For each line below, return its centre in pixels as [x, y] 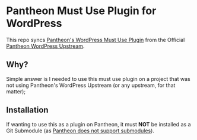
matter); [16, 91]
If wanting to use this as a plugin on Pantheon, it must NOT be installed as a [99, 124]
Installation [27, 110]
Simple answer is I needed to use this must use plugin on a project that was [99, 79]
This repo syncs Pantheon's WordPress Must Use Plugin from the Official [96, 40]
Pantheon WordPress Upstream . [45, 46]
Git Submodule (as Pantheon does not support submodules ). [80, 131]
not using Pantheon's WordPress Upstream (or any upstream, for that [91, 85]
